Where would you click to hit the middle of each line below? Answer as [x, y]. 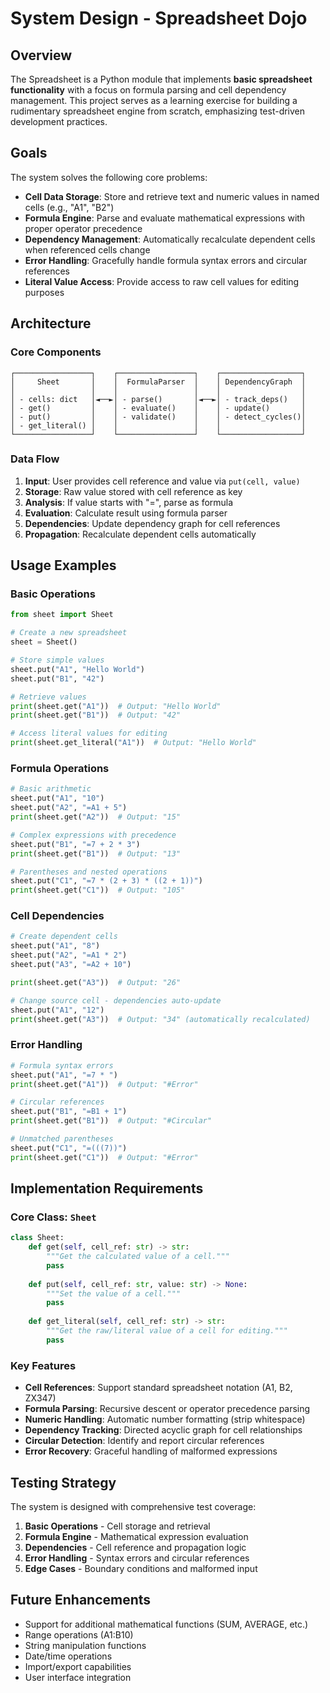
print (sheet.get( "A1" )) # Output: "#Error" [104, 1084]
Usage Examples [63, 565]
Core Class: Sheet [53, 1217]
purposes [44, 292]
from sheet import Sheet [62, 615]
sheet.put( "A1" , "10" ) [57, 798]
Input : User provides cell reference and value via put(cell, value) [162, 481]
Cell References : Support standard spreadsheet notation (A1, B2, [158, 1388]
